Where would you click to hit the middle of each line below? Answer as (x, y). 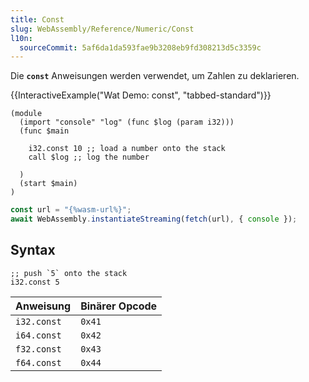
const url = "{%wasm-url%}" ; (71, 210)
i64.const (38, 335)
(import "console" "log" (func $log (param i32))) (127, 122)
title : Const (37, 19)
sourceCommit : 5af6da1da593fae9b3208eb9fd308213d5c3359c (140, 47)
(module (26, 114)
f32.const (38, 349)
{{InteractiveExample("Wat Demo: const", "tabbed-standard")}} (141, 95)
